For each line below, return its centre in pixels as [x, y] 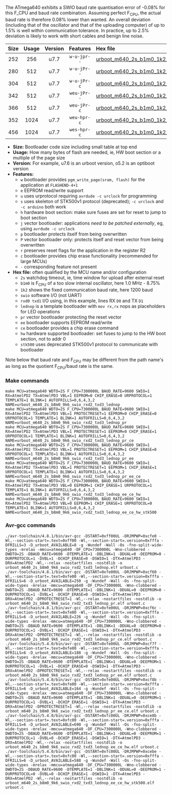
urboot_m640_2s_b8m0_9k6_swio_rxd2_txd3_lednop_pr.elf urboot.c [75, 603]
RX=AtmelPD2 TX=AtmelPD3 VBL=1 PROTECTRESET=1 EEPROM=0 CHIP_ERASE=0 [81, 414]
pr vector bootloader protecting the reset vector [71, 317]
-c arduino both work [43, 207]
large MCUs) [34, 261]
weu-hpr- [80, 117]
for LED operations [40, 311]
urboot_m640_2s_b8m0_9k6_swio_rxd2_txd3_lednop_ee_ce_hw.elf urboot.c [82, 747]
